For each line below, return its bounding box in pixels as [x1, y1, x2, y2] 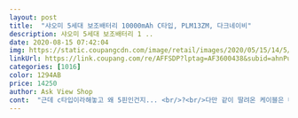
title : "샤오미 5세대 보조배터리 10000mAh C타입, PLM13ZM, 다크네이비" [9, 21, 252, 30]
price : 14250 [9, 79, 58, 88]
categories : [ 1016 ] [9, 63, 82, 72]
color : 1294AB [9, 71, 62, 80]
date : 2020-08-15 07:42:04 [9, 37, 109, 47]
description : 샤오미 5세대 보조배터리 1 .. [9, 29, 153, 38]
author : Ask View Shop [9, 87, 93, 96]
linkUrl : [9, 54, 42, 63]
